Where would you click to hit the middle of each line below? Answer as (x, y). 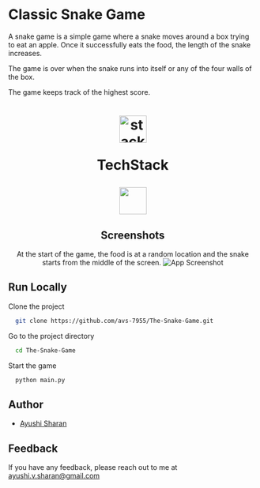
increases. (25, 53)
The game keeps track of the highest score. (79, 92)
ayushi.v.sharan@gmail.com (54, 476)
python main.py (40, 380)
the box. (22, 77)
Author (26, 404)
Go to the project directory (51, 336)
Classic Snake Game (77, 15)
